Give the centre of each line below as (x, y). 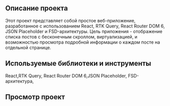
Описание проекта (37, 8)
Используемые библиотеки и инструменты (78, 64)
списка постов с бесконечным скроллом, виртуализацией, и (72, 37)
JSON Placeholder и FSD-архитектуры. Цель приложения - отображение (84, 31)
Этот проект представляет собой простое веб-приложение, (71, 20)
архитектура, (20, 81)
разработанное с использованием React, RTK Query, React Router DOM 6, (85, 26)
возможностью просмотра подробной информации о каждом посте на (83, 42)
